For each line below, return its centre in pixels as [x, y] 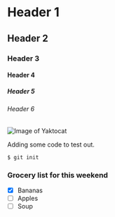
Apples [28, 199]
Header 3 [23, 58]
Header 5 [21, 91]
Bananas [30, 190]
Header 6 [21, 109]
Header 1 [33, 12]
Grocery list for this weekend [58, 175]
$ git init [23, 157]
